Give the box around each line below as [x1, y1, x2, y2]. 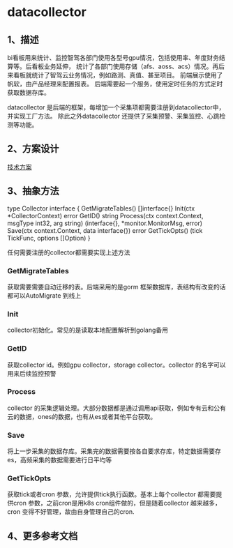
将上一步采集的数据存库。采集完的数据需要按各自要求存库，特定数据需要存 [7, 447, 221, 455]
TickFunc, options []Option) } [7, 234, 91, 242]
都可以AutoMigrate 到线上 [7, 291, 82, 300]
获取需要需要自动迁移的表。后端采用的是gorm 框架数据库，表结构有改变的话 [7, 282, 226, 291]
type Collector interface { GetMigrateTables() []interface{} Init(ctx [7, 204, 195, 213]
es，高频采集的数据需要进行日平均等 [7, 456, 112, 464]
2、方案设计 [7, 143, 59, 155]
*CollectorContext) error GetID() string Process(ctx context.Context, [7, 211, 204, 220]
